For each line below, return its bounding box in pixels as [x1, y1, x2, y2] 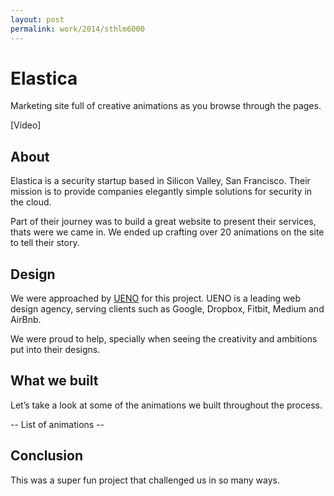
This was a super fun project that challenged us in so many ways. [10, 474, 281, 486]
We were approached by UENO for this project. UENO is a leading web [10, 292, 302, 305]
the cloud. [10, 196, 52, 208]
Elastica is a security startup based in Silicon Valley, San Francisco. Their [10, 175, 311, 187]
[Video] [10, 119, 42, 131]
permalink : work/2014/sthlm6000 [10, 24, 145, 34]
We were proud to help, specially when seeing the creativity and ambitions [10, 333, 318, 345]
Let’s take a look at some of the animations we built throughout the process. [10, 399, 323, 411]
